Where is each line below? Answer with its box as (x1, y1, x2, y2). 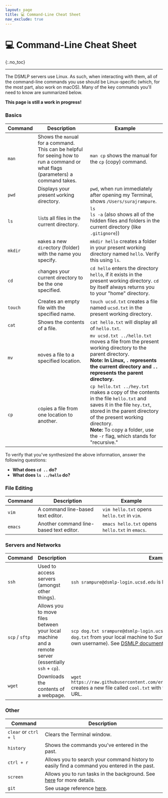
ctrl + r (7, 759, 28, 765)
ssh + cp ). (37, 665, 60, 672)
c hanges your (37, 268, 70, 275)
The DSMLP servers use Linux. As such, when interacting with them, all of (5, 74, 157, 80)
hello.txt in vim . (102, 512, 141, 519)
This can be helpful (37, 146, 83, 153)
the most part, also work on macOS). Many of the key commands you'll (5, 84, 151, 90)
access (37, 569, 55, 576)
